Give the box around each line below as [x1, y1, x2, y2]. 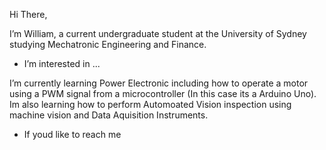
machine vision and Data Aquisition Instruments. [9, 109, 209, 121]
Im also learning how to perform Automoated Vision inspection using [9, 99, 292, 110]
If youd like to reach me [23, 129, 122, 140]
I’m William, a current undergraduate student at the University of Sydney [9, 28, 307, 39]
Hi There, [9, 9, 48, 20]
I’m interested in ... [23, 58, 101, 69]
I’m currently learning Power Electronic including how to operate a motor [9, 77, 309, 89]
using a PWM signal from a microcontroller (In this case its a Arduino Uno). [9, 88, 317, 99]
